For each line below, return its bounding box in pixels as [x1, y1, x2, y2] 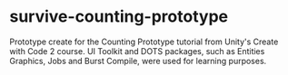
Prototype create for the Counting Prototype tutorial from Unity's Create [9, 36, 279, 47]
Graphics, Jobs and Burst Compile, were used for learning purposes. [9, 55, 267, 66]
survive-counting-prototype [9, 6, 229, 27]
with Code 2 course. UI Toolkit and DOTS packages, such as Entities [9, 45, 265, 56]
